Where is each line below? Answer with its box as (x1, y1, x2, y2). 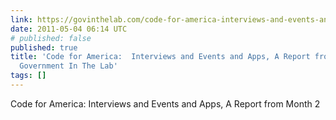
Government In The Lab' (19, 61, 118, 71)
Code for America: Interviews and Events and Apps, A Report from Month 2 (10, 97, 321, 110)
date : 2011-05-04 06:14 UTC (10, 24, 128, 34)
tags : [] (10, 71, 47, 81)
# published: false (10, 33, 92, 43)
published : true (10, 42, 78, 53)
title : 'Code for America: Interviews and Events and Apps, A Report (10, 52, 311, 62)
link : (10, 14, 33, 25)
